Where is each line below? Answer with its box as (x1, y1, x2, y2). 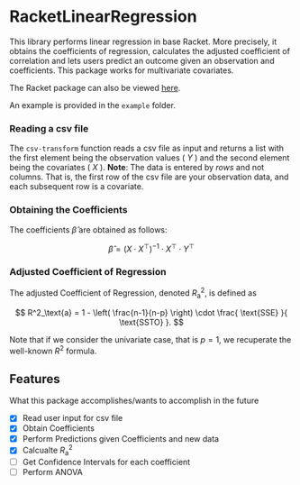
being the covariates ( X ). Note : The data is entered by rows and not (9, 162, 265, 173)
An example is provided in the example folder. (9, 99, 176, 110)
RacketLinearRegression (9, 6, 197, 27)
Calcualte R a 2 (22, 444, 74, 458)
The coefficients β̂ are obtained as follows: (9, 224, 168, 235)
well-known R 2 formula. (9, 343, 97, 356)
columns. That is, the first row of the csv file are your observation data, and (9, 171, 289, 182)
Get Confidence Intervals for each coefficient (22, 457, 191, 468)
